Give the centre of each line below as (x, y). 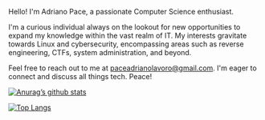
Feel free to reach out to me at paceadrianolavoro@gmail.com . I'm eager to (132, 68)
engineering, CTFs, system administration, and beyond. (100, 52)
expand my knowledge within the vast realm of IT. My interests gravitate (128, 36)
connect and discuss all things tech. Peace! (80, 76)
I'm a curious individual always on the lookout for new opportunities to (124, 27)
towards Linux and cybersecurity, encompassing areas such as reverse (126, 44)
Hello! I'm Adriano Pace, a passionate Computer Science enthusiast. (121, 12)
